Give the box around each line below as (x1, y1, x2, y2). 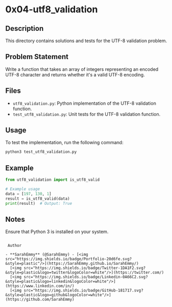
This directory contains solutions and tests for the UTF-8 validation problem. (5, 37, 167, 44)
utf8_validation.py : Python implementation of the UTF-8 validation (12, 100, 157, 106)
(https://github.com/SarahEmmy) (5, 297, 74, 302)
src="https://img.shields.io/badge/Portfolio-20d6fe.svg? (5, 257, 132, 262)
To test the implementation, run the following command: (5, 140, 124, 146)
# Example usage (5, 186, 40, 191)
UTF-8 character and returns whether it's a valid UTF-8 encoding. (5, 71, 145, 78)
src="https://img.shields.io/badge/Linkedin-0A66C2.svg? (24, 275, 148, 280)
